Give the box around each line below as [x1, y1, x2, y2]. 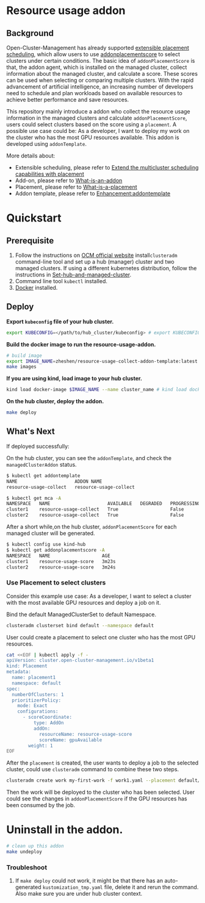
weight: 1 [28, 743, 53, 749]
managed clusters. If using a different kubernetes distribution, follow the [15, 265, 197, 272]
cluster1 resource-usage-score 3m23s [6, 558, 116, 564]
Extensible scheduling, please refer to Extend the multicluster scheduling [15, 164, 199, 171]
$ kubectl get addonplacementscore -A [6, 547, 105, 553]
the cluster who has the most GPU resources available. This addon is [6, 134, 179, 141]
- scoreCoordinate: [22, 714, 72, 721]
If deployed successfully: [6, 442, 70, 450]
